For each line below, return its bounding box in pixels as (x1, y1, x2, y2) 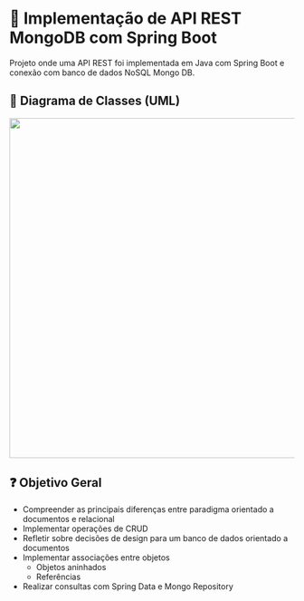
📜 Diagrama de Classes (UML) (9, 93, 181, 109)
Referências (35, 571, 81, 582)
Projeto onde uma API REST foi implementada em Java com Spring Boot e (9, 57, 285, 68)
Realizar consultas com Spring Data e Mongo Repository (22, 580, 233, 592)
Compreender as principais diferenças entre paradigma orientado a (22, 503, 274, 515)
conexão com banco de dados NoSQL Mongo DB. (9, 67, 195, 78)
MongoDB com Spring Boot (9, 27, 217, 48)
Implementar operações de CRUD (22, 523, 148, 534)
